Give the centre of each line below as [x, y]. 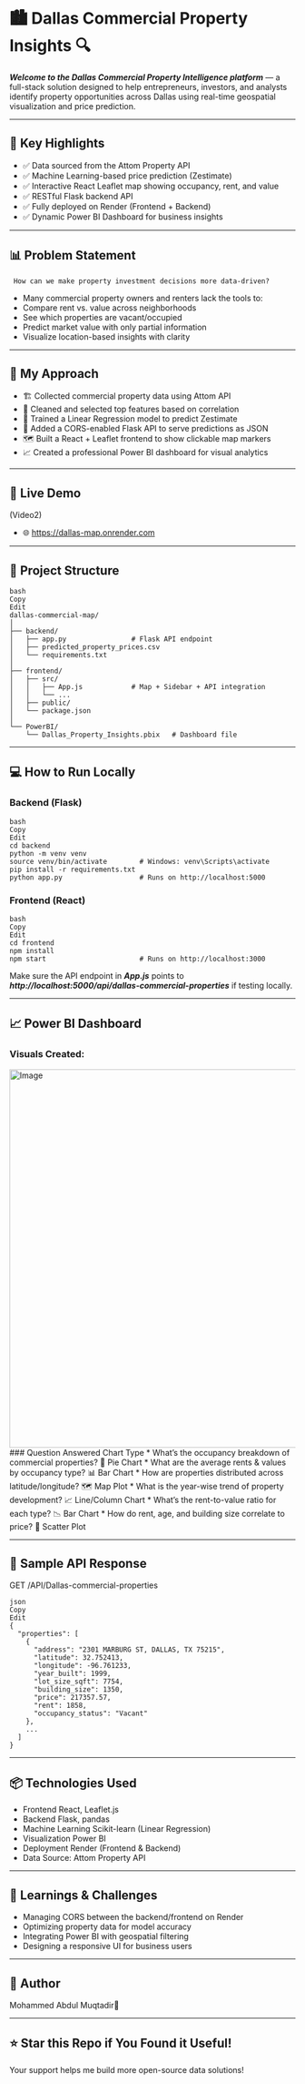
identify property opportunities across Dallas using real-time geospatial [143, 97]
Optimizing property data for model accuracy [107, 1926]
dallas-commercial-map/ [54, 615]
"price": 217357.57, [72, 1698]
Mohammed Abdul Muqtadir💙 [64, 2005]
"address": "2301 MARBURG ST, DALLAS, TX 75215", [129, 1650]
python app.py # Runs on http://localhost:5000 [138, 877]
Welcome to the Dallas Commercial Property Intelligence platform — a [145, 77]
